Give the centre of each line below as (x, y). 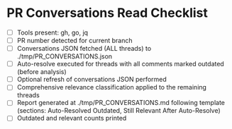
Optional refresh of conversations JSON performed (92, 80)
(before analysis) (42, 72)
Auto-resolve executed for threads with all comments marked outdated (120, 64)
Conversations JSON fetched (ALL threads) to (84, 49)
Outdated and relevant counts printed (72, 118)
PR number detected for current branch (74, 41)
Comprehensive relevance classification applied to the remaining (112, 87)
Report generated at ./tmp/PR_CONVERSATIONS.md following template (121, 103)
